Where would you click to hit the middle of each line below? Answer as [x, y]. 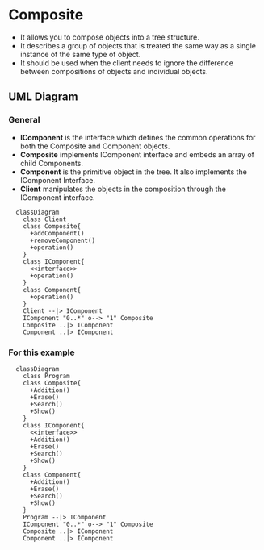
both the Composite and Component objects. [95, 146]
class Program [46, 376]
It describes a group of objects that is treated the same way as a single [138, 45]
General [24, 120]
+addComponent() [57, 233]
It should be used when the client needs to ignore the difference [127, 63]
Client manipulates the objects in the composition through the [123, 189]
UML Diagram [43, 97]
